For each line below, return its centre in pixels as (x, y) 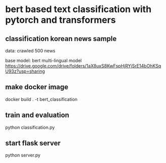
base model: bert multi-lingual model (43, 61)
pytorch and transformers (61, 20)
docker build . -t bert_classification (41, 99)
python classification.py (30, 127)
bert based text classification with (78, 9)
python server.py (23, 155)
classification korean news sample (61, 39)
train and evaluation (37, 115)
